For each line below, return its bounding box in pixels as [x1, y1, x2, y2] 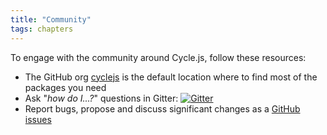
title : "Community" [10, 14, 92, 25]
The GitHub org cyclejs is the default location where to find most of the [24, 71, 318, 83]
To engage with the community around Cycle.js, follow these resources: [10, 51, 307, 63]
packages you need [24, 81, 107, 93]
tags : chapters [10, 24, 74, 34]
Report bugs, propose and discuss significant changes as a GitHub [24, 102, 301, 115]
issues [24, 113, 52, 125]
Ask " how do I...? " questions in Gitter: [24, 92, 179, 104]
